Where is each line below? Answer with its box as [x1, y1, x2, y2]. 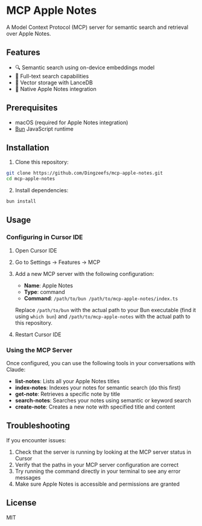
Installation [6, 142, 49, 152]
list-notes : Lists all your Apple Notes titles [14, 377, 120, 384]
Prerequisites [6, 103, 58, 113]
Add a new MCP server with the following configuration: [14, 270, 154, 277]
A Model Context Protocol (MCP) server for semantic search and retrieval [6, 23, 189, 31]
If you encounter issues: [6, 436, 66, 443]
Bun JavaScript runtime [14, 125, 74, 133]
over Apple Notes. [6, 30, 51, 37]
